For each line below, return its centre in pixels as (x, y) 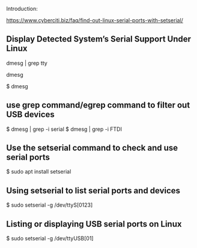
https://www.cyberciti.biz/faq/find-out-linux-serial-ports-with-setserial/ (95, 20)
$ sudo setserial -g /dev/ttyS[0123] (50, 205)
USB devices (31, 114)
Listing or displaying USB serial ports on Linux (94, 224)
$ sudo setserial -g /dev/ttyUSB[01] (50, 238)
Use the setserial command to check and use (92, 148)
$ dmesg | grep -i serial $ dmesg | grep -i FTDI (64, 129)
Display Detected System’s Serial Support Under (98, 39)
